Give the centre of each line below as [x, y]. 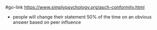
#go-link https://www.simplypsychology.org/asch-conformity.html [75, 7]
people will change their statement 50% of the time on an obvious [82, 17]
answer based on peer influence [47, 22]
